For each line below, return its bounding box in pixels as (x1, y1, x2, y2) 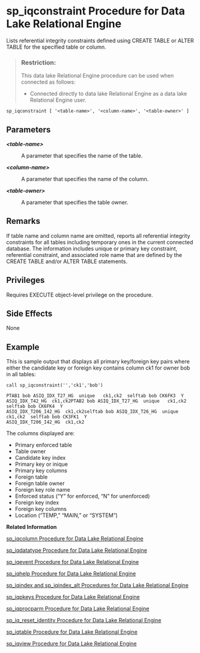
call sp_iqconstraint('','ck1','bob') (6, 382, 103, 389)
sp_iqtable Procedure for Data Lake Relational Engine (6, 628, 138, 636)
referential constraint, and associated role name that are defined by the (6, 251, 182, 258)
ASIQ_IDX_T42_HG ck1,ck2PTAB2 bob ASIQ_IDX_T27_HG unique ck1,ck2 (6, 398, 187, 404)
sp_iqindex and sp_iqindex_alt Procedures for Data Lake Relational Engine (6, 582, 189, 589)
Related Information (6, 524, 57, 531)
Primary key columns (14, 467, 68, 474)
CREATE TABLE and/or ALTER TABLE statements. (6, 258, 128, 265)
